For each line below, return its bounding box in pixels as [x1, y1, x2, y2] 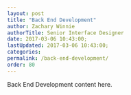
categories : [7, 49, 41, 56]
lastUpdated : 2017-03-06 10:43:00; [7, 42, 109, 49]
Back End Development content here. [7, 80, 112, 88]
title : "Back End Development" [7, 17, 97, 23]
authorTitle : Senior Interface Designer [7, 29, 125, 36]
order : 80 [7, 61, 36, 68]
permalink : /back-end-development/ [7, 55, 109, 62]
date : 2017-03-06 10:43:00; [7, 36, 88, 43]
